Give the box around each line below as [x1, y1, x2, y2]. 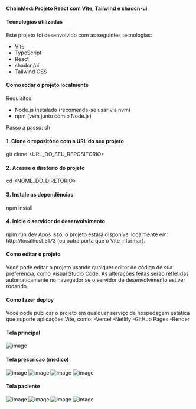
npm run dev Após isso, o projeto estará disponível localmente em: [6, 231, 169, 238]
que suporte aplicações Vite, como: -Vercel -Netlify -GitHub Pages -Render [6, 315, 190, 323]
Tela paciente [6, 382, 40, 390]
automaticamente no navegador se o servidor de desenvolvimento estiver [6, 276, 186, 284]
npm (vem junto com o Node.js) [14, 112, 92, 120]
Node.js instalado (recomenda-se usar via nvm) [14, 107, 131, 113]
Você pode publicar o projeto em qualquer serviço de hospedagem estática [6, 310, 190, 317]
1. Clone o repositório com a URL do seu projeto [6, 137, 124, 144]
